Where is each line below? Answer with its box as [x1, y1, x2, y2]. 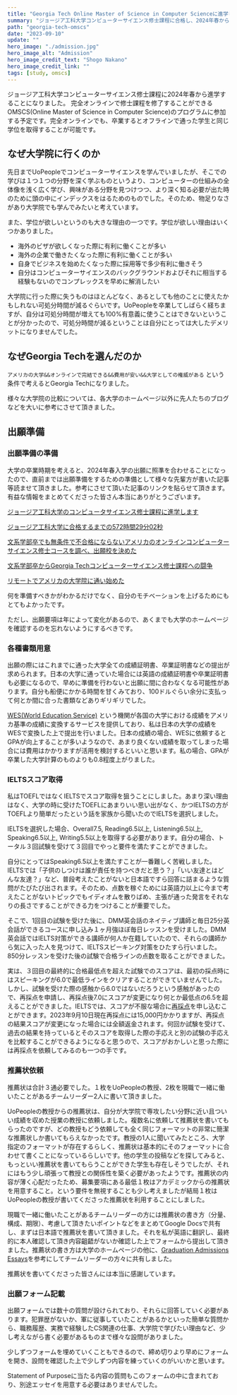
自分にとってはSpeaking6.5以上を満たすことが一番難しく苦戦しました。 [7, 857, 217, 866]
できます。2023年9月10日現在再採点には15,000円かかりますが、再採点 [19, 1011, 224, 1019]
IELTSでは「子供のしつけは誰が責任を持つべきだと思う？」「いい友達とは [7, 866, 218, 874]
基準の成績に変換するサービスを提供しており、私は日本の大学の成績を [13, 720, 217, 728]
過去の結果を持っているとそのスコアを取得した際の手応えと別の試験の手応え [7, 1028, 229, 1037]
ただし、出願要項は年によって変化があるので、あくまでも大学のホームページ [7, 615, 229, 624]
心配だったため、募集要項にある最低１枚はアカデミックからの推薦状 [31, 1177, 230, 1186]
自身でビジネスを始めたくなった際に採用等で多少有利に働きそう [17, 259, 203, 268]
